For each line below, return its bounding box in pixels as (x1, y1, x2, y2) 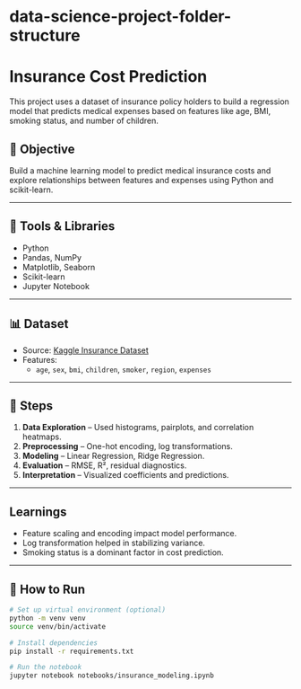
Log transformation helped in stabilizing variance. (21, 537, 206, 549)
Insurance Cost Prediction (9, 66, 208, 87)
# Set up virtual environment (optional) (9, 605, 167, 614)
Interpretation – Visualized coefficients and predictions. (21, 470, 229, 481)
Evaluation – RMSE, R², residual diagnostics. (21, 460, 187, 471)
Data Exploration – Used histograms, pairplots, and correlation (21, 422, 254, 433)
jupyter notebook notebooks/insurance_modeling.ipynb (9, 671, 215, 680)
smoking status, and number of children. (9, 115, 159, 127)
